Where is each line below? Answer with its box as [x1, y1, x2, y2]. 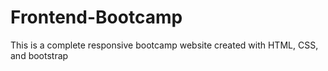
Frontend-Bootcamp [10, 6, 183, 29]
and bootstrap [10, 49, 69, 61]
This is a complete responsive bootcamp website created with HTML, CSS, [10, 39, 319, 51]
